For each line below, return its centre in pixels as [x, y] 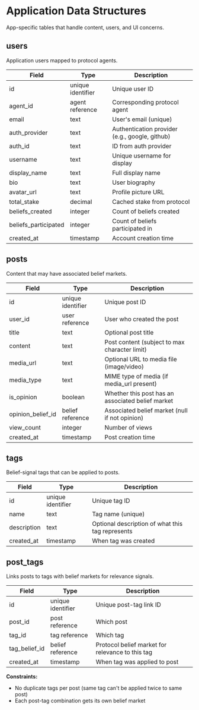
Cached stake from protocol [151, 201]
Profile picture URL [138, 192]
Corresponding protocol [145, 102]
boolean [73, 397]
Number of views [129, 427]
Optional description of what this [137, 524]
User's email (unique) [142, 119]
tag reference [69, 635]
